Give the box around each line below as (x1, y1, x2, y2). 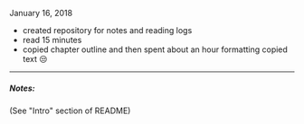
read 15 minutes (22, 35, 82, 45)
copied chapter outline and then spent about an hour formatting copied (22, 44, 288, 55)
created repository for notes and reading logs (22, 25, 193, 35)
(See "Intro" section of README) (9, 105, 131, 116)
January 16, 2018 (9, 8, 73, 18)
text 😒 (22, 54, 48, 64)
